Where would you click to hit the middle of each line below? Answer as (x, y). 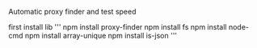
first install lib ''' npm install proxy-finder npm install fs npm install (118, 27)
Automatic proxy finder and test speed (72, 12)
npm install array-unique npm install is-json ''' (101, 36)
